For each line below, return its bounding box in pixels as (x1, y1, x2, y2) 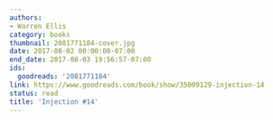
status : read (9, 88, 59, 97)
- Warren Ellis (9, 22, 67, 31)
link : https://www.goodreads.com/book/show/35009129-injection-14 (9, 80, 265, 89)
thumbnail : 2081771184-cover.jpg (9, 38, 136, 48)
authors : (9, 13, 42, 23)
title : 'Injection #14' (9, 97, 99, 106)
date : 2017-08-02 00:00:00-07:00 (9, 47, 136, 56)
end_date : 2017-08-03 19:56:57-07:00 (9, 55, 152, 64)
